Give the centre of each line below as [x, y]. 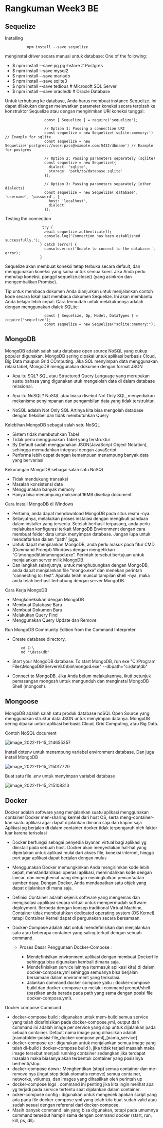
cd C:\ [28, 648]
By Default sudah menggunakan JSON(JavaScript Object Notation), [80, 444]
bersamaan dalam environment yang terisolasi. [73, 978]
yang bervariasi [28, 460]
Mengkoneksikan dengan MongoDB [48, 599]
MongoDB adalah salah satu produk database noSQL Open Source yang [77, 713]
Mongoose [22, 702]
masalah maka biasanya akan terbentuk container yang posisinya [78, 1058]
